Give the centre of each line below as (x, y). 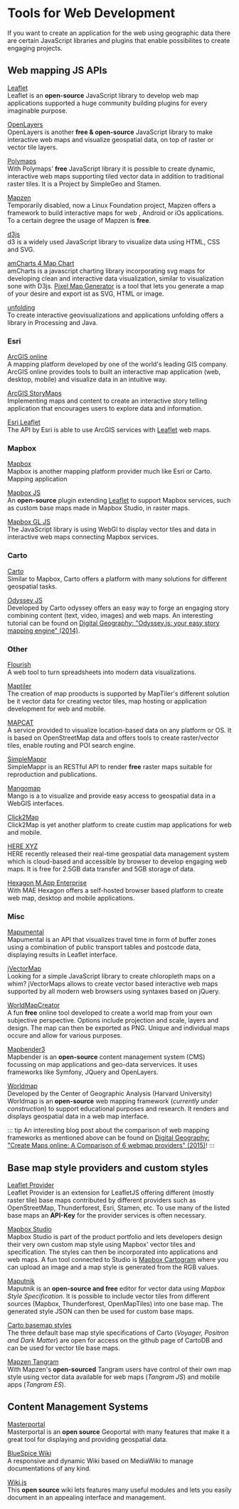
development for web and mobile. (57, 708)
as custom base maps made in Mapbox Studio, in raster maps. (99, 508)
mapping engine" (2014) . (44, 631)
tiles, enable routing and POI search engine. (71, 745)
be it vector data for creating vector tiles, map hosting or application (107, 701)
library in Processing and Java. (53, 322)
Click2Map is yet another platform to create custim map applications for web (119, 824)
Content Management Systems (78, 1407)
